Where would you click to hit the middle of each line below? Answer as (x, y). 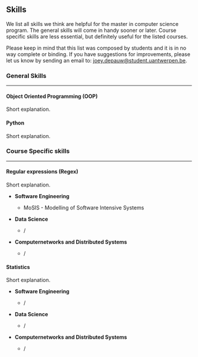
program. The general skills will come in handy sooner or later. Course (91, 30)
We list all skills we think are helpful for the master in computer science (92, 24)
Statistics (18, 267)
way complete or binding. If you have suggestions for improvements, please (98, 54)
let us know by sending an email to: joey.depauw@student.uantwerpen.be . (97, 60)
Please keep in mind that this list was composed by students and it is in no (96, 48)
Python (15, 123)
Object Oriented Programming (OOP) (52, 96)
